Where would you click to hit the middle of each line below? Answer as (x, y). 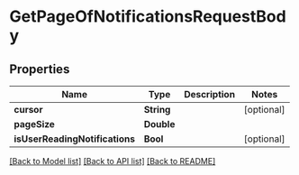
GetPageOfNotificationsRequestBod (148, 17)
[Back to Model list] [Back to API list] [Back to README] (113, 161)
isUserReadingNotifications (74, 139)
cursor (28, 110)
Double (159, 124)
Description (210, 94)
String (157, 110)
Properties (40, 69)
